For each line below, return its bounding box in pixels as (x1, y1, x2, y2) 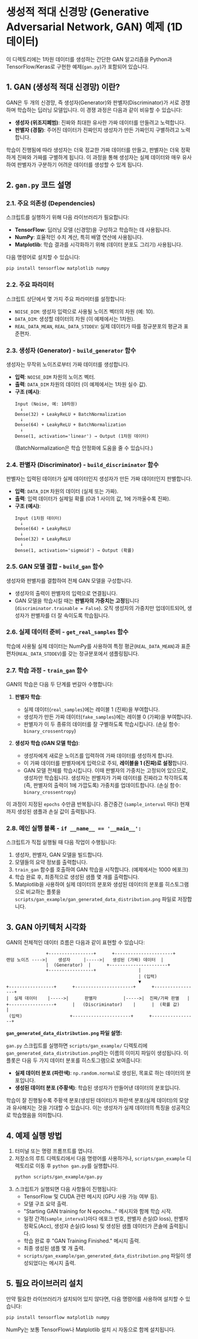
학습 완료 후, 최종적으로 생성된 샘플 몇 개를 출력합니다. (14, 873, 139, 880)
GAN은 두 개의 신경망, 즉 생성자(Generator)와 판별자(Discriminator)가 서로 (6, 99, 180, 106)
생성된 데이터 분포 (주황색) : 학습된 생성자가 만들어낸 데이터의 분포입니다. (14, 1084, 181, 1092)
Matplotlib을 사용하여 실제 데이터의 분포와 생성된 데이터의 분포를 (14, 881, 164, 888)
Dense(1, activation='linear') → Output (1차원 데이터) (14, 433, 150, 439)
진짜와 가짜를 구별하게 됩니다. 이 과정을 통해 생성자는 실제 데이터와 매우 (17, 153, 181, 160)
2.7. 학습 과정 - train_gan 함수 (6, 666, 88, 675)
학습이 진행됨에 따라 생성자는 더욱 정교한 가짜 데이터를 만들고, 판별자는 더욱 (6, 146, 180, 153)
